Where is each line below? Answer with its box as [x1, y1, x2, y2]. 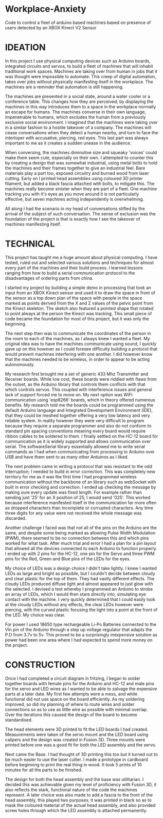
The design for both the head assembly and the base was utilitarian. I [5, 776, 144, 782]
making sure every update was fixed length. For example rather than [5, 489, 142, 495]
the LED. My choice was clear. [5, 612, 66, 618]
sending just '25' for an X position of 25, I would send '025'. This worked [5, 494, 151, 500]
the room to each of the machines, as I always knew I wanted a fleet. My [5, 335, 150, 341]
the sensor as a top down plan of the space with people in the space [5, 295, 143, 301]
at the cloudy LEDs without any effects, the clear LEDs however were [5, 601, 144, 607]
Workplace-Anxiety [5, 3, 87, 15]
